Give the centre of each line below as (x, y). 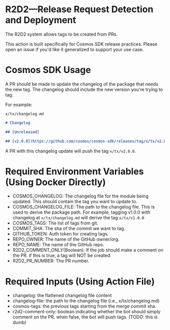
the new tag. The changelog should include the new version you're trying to (84, 89)
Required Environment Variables (75, 171)
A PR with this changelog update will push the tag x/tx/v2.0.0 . (71, 151)
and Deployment (41, 20)
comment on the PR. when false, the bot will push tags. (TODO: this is (85, 317)
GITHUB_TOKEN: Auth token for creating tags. (60, 234)
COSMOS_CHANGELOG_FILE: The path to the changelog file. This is (84, 207)
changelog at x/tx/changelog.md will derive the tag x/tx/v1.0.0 (78, 218)
